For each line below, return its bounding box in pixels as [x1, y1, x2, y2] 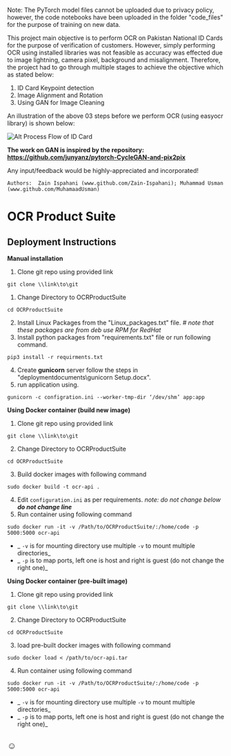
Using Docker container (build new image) [7, 406, 131, 414]
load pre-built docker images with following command [17, 641, 171, 649]
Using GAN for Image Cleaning [17, 99, 105, 106]
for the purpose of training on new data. [7, 21, 121, 28]
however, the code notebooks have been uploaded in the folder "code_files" [7, 13, 223, 21]
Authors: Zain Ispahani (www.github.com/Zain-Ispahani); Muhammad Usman [7, 180, 224, 187]
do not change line [17, 503, 72, 511]
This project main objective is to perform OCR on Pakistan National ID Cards [7, 34, 223, 42]
